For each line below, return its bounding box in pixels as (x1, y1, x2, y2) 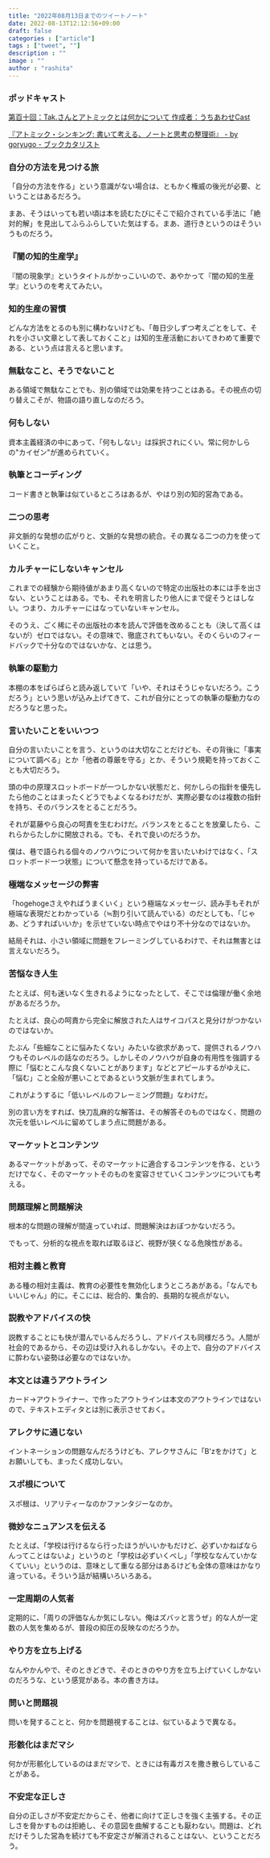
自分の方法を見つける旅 (8, 161, 99, 173)
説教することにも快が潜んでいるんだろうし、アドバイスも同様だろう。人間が (8, 1332, 260, 1342)
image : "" (8, 57, 45, 65)
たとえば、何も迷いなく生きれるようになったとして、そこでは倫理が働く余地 (8, 988, 261, 998)
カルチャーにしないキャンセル (8, 564, 124, 575)
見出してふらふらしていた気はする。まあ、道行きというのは (43, 219, 241, 228)
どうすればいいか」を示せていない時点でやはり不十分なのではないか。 (22, 919, 255, 928)
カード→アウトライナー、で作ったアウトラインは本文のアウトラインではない (8, 1394, 261, 1404)
